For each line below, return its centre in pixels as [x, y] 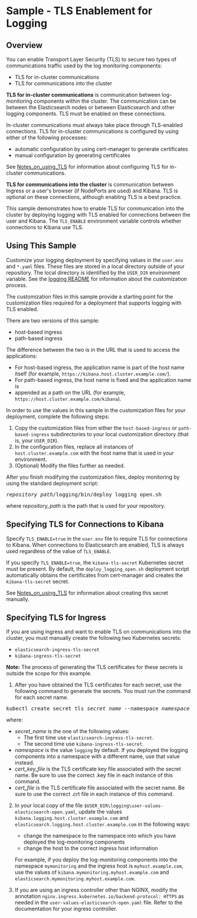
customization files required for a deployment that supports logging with [94, 303]
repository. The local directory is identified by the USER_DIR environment [93, 272]
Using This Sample [41, 246]
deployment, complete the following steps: [58, 416]
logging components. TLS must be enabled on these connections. [86, 114]
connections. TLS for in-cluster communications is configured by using [92, 131]
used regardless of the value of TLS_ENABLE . [59, 551]
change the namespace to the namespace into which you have [100, 836]
